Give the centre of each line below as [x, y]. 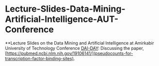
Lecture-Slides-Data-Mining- [65, 9]
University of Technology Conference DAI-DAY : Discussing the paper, [74, 48]
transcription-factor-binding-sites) [40, 58]
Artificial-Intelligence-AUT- [62, 19]
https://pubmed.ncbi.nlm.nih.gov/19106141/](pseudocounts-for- [70, 53]
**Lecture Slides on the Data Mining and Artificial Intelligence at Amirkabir [79, 43]
